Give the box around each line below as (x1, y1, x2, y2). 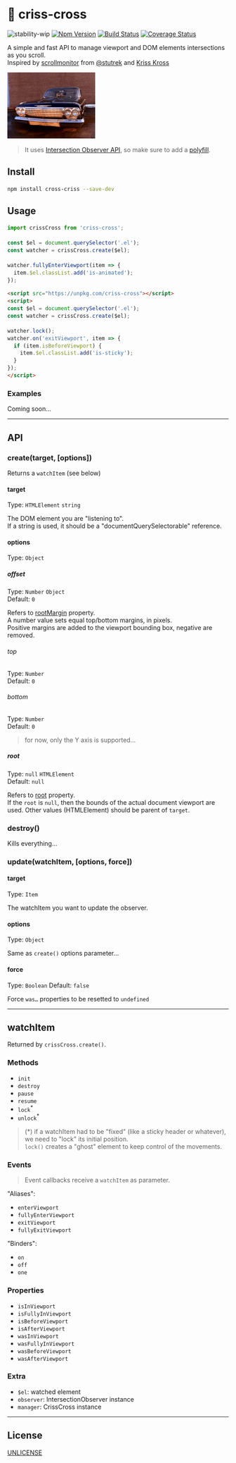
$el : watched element (17, 1388, 81, 1396)
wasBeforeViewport (17, 1347, 72, 1355)
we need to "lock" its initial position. (24, 1135, 129, 1143)
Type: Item (7, 890, 39, 899)
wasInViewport (17, 1333, 59, 1340)
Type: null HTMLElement (7, 770, 75, 778)
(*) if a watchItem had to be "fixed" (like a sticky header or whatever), (24, 1127, 226, 1135)
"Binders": (7, 1240, 37, 1248)
